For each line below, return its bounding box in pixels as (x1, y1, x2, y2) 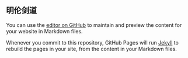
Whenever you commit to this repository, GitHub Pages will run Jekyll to (6, 39, 179, 46)
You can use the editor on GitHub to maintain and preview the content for (6, 21, 182, 28)
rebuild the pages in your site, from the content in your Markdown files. (6, 45, 177, 52)
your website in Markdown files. (6, 28, 83, 35)
